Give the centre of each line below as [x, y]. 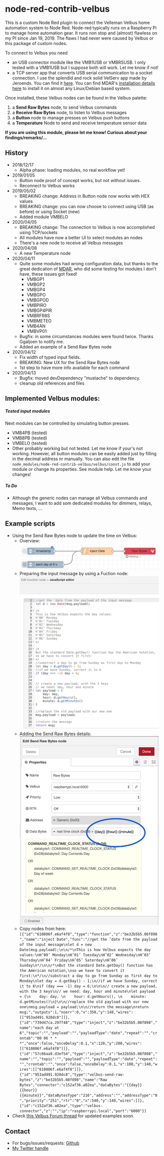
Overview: [30, 541]
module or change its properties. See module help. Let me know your [82, 469]
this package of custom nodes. [36, 43]
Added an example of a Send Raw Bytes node [65, 347]
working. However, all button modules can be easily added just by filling [84, 454]
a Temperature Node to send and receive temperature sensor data [79, 123]
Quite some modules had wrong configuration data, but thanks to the [89, 263]
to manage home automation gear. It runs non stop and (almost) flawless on [81, 33]
